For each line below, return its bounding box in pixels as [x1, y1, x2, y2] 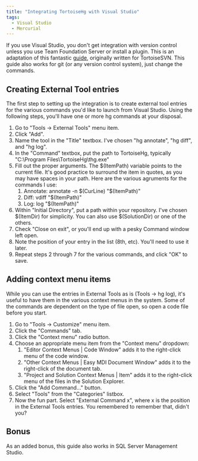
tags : [6, 14, 20, 20]
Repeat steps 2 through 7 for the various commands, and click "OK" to [14, 251, 188, 258]
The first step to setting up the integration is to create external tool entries [6, 100, 187, 107]
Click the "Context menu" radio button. [14, 333, 110, 340]
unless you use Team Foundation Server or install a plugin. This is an [6, 48, 174, 55]
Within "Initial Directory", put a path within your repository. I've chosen [14, 207, 187, 214]
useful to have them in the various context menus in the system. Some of [6, 296, 186, 304]
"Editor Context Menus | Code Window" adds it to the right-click [23, 346, 181, 353]
